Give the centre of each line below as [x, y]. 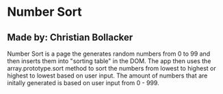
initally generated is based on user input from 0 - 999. [83, 83]
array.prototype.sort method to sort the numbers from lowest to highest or [112, 68]
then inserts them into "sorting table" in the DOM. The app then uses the [109, 61]
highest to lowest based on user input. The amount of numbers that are [107, 75]
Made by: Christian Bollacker [70, 37]
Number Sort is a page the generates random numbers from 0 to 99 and [109, 54]
